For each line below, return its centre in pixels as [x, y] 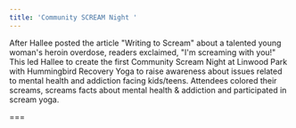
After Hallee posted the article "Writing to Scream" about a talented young [145, 43]
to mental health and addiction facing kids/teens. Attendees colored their [143, 80]
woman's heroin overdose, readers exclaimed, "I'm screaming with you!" [143, 52]
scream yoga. [34, 100]
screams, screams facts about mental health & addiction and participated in [148, 90]
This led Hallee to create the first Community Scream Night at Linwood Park [148, 61]
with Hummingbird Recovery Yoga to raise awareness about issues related [146, 71]
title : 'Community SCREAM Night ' [74, 17]
